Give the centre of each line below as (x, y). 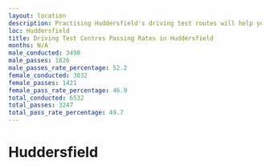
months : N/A (28, 46)
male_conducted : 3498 (45, 53)
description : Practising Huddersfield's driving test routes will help (131, 23)
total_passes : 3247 (41, 105)
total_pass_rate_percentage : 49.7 (66, 113)
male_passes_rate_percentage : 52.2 (68, 68)
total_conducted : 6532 (46, 98)
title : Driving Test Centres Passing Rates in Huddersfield (111, 38)
